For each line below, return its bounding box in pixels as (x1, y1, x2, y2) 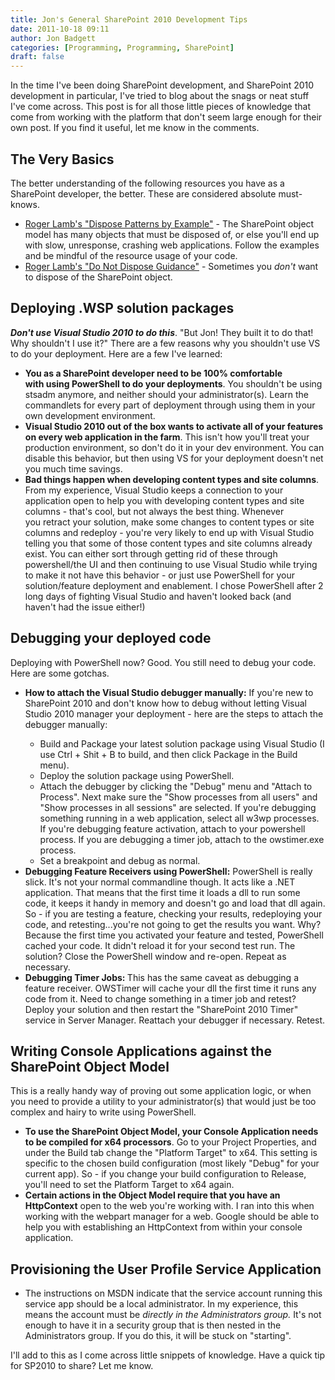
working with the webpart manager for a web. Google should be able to (24, 1211, 320, 1223)
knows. (10, 198, 40, 210)
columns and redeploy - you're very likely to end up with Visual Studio (24, 526, 315, 538)
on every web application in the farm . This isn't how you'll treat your (24, 431, 310, 443)
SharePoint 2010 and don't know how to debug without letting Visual (24, 697, 307, 709)
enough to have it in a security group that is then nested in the (24, 1319, 282, 1331)
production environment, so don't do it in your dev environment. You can (24, 441, 325, 453)
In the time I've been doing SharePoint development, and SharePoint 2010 (10, 79, 315, 91)
